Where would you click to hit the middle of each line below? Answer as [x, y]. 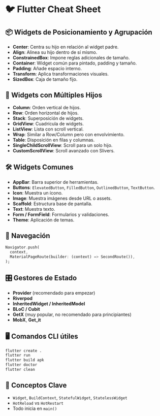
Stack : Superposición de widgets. [48, 118]
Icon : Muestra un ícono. [38, 193]
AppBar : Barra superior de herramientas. [56, 182]
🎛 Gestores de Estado [41, 278]
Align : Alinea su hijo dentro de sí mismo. [55, 52]
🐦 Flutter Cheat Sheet [53, 9]
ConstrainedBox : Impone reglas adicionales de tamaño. [71, 58]
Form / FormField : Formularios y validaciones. [61, 214]
